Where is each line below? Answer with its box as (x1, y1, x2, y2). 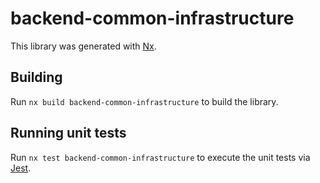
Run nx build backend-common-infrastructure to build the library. (10, 95, 279, 107)
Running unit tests (10, 125, 127, 142)
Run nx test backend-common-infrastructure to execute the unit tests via (10, 151, 311, 163)
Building (10, 69, 63, 86)
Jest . (10, 162, 32, 174)
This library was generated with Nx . (10, 40, 157, 52)
